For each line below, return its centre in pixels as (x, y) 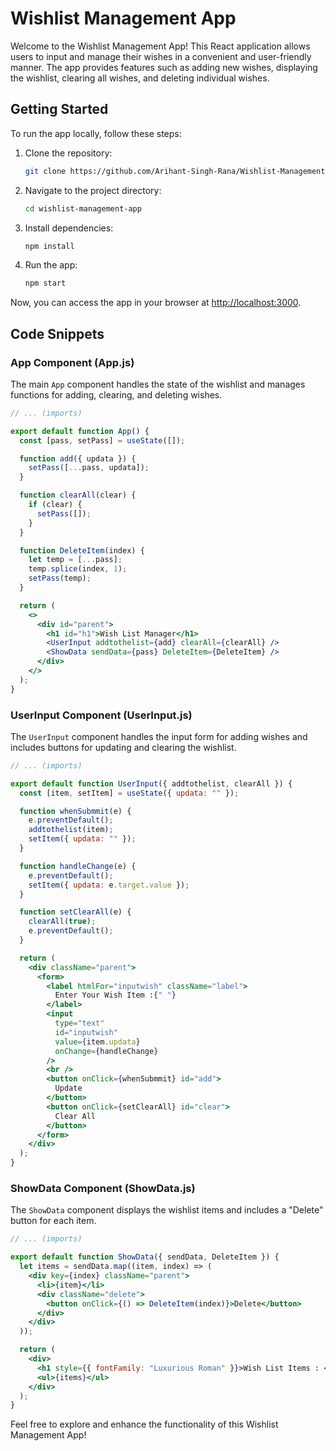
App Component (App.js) (72, 362)
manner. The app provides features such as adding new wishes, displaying (164, 67)
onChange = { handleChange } (106, 1051)
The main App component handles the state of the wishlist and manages (158, 384)
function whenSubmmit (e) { (75, 811)
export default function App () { (80, 431)
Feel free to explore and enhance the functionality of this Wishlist (144, 1424)
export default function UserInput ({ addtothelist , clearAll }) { (151, 783)
